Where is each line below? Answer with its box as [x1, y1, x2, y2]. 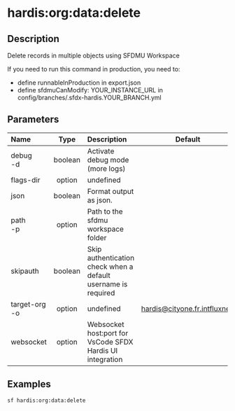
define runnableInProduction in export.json [17, 78, 141, 87]
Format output [87, 186, 134, 196]
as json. [87, 195, 113, 204]
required [87, 288, 115, 298]
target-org [10, 299, 46, 309]
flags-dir [10, 175, 41, 185]
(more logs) [87, 163, 126, 173]
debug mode [87, 155, 129, 165]
